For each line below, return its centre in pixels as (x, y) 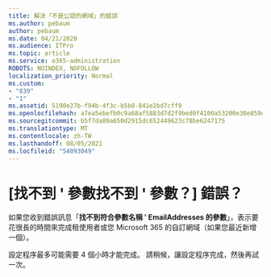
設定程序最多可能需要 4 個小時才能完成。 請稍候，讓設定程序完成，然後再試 (134, 254)
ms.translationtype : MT (48, 128)
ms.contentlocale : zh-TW (50, 136)
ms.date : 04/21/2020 (43, 38)
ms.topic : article (39, 53)
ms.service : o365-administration (65, 61)
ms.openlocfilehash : (43, 114)
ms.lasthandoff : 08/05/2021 (56, 143)
